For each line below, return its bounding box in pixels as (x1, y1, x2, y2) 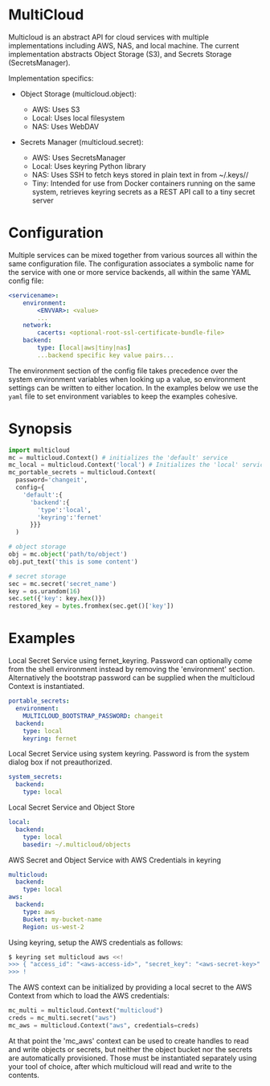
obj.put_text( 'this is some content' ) (8, 557, 138, 566)
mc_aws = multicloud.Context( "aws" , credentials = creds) (8, 1021, 199, 1030)
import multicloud (8, 446, 70, 454)
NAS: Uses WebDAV (31, 121, 99, 131)
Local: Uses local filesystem (31, 113, 125, 122)
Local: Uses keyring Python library (31, 161, 146, 170)
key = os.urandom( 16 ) (8, 587, 81, 596)
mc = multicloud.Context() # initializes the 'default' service (8, 453, 228, 461)
